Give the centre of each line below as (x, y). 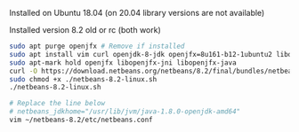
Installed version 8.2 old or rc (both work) (85, 30)
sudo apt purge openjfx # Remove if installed (97, 46)
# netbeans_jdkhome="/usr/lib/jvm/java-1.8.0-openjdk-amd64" (125, 112)
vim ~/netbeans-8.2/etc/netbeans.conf (81, 120)
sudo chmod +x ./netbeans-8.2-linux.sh (83, 79)
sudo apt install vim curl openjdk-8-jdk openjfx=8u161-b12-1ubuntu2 (141, 54)
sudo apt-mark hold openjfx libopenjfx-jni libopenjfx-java (123, 62)
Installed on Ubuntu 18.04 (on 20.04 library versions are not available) (137, 13)
